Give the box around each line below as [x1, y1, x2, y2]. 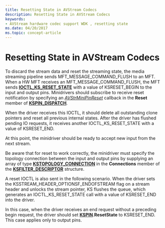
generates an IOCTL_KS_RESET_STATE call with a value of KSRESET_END [5, 191, 157, 197]
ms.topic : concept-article [5, 30, 61, 35]
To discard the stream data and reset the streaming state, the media [5, 68, 145, 74]
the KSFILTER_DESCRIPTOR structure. [5, 166, 85, 172]
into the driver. [5, 197, 35, 203]
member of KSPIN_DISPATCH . [5, 100, 68, 106]
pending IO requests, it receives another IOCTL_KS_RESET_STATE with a [5, 120, 155, 126]
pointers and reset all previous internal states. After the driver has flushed [5, 115, 157, 121]
